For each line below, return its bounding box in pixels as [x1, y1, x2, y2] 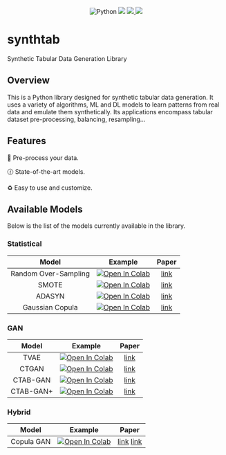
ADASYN [35, 291, 65, 301]
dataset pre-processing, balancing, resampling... [7, 115, 146, 123]
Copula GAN [10, 437, 51, 447]
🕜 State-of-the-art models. [7, 167, 85, 176]
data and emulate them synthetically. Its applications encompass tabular [7, 107, 213, 116]
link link [117, 437, 142, 447]
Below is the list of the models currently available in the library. [7, 222, 186, 230]
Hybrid [7, 407, 31, 417]
